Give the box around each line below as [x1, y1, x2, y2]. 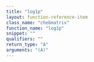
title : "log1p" [6, 8, 43, 15]
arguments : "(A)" [6, 47, 49, 53]
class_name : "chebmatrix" [6, 19, 69, 25]
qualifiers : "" [6, 36, 43, 42]
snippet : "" [6, 31, 35, 37]
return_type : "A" [6, 42, 49, 48]
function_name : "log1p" [6, 25, 65, 31]
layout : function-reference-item [6, 14, 88, 20]
